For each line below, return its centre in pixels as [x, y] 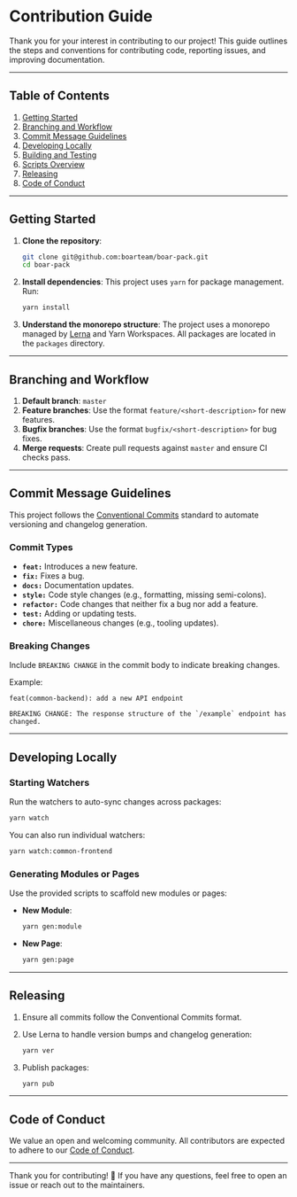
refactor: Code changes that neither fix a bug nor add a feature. [140, 604]
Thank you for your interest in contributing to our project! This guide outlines [148, 41]
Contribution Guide [81, 16]
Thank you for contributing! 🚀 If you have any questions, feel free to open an [148, 1176]
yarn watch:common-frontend [61, 851]
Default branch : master [64, 401]
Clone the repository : [62, 240]
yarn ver [38, 1050]
